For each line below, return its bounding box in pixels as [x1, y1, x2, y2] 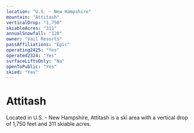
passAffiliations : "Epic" [6, 42, 70, 48]
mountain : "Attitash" [6, 14, 60, 20]
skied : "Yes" [6, 69, 39, 75]
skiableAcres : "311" [6, 25, 58, 31]
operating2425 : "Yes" [6, 47, 60, 53]
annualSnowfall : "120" [6, 31, 62, 37]
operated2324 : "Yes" [6, 53, 58, 59]
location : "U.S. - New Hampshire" [6, 8, 92, 15]
